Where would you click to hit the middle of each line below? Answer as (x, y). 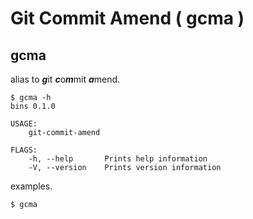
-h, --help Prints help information (118, 159)
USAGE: (24, 124)
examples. (31, 186)
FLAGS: (24, 150)
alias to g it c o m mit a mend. (65, 79)
